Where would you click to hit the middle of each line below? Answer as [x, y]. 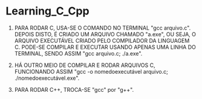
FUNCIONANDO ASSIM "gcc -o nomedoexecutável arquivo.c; [91, 71]
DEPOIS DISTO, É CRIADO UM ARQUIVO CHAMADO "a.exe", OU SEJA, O [105, 34]
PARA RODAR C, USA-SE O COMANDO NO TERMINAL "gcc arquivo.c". [103, 28]
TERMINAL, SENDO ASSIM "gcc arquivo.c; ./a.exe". [78, 53]
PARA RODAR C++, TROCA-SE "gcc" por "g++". [74, 89]
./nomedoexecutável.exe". [47, 78]
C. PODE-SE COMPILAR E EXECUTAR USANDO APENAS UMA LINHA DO [105, 47]
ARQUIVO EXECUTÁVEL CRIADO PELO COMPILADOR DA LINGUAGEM [102, 40]
